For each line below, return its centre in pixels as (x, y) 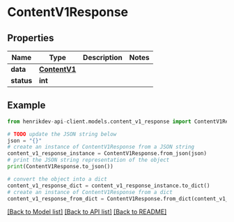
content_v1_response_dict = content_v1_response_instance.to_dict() (109, 186)
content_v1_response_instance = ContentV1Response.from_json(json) (107, 154)
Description (103, 58)
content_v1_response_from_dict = (56, 199)
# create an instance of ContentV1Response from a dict (90, 192)
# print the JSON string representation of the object (88, 160)
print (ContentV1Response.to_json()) (60, 167)
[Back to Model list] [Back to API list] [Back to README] (87, 212)
